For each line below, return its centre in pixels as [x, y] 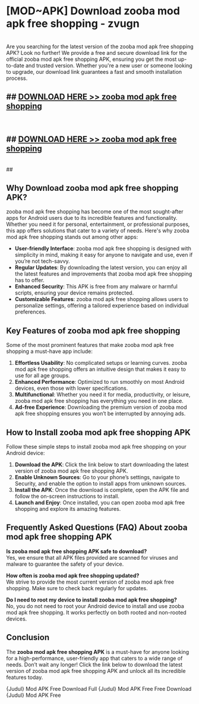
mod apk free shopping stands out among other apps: [72, 237]
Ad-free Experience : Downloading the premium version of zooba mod [101, 407]
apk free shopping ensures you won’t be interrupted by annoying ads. [100, 414]
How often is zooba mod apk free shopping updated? [73, 575]
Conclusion [28, 638]
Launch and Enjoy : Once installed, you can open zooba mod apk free [100, 503]
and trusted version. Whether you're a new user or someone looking [109, 65]
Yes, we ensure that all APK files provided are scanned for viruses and [92, 557]
